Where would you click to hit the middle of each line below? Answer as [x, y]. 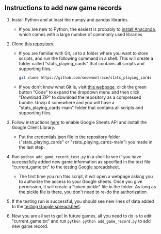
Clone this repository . [33, 44]
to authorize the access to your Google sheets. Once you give [80, 181]
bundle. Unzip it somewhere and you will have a [66, 102]
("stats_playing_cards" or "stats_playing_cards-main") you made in [86, 142]
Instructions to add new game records [63, 8]
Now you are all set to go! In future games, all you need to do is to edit [81, 216]
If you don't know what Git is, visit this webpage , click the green [83, 87]
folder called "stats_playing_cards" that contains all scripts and [82, 63]
